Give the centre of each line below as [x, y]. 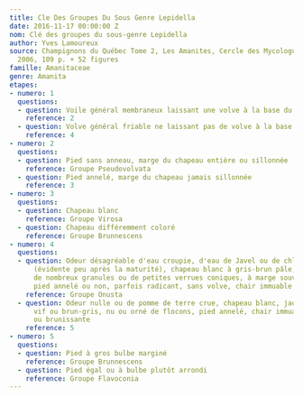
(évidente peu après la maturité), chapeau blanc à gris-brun [152, 270]
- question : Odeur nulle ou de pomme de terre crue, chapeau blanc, [149, 303]
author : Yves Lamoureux [54, 43]
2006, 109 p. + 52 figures [68, 60]
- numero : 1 [32, 93]
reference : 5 [50, 328]
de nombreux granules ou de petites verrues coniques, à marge [155, 278]
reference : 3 [50, 186]
